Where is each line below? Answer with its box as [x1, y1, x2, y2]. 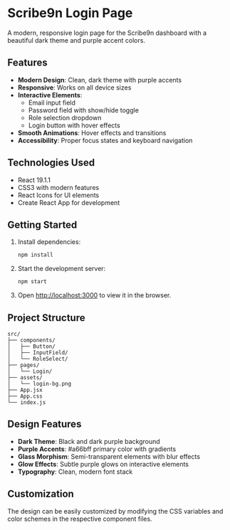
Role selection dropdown [28, 113, 102, 122]
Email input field [28, 98, 76, 107]
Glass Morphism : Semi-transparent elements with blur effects [17, 452, 201, 460]
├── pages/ [7, 361, 40, 369]
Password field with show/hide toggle [28, 105, 139, 115]
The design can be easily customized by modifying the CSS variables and [7, 507, 224, 515]
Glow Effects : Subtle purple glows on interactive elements [17, 460, 189, 468]
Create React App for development [17, 198, 120, 207]
